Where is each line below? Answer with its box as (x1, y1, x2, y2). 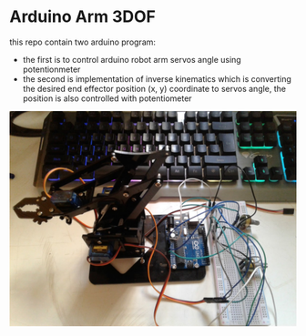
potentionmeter (22, 64, 81, 75)
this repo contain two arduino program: (9, 36, 157, 47)
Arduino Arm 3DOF (9, 6, 157, 27)
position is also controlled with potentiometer (22, 93, 193, 104)
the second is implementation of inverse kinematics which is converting (22, 73, 291, 84)
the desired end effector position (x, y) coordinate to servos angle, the (22, 83, 287, 94)
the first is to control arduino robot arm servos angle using (22, 54, 241, 65)
